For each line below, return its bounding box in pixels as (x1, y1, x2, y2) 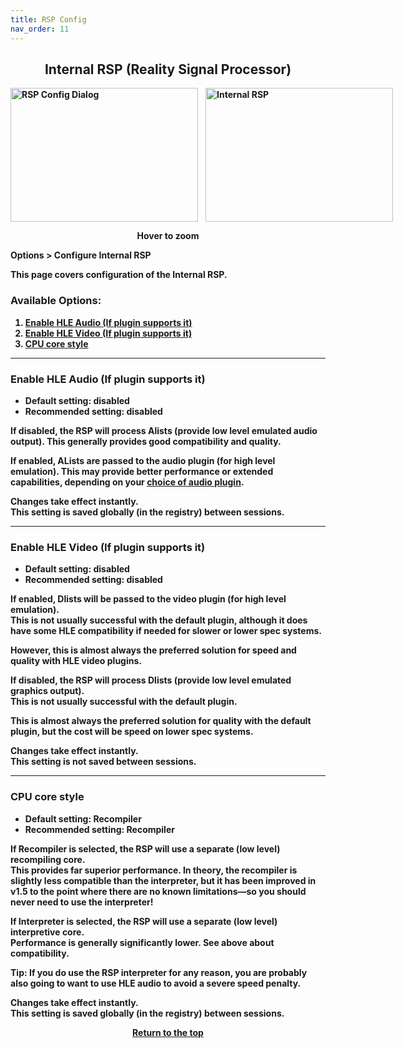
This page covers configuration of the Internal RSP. (10, 269, 228, 281)
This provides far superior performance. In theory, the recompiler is (10, 864, 298, 876)
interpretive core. (10, 926, 85, 938)
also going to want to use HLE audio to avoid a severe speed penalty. (10, 977, 302, 989)
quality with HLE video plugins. (10, 655, 142, 667)
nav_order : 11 (10, 24, 70, 34)
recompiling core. (10, 853, 86, 865)
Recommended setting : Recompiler (24, 823, 175, 835)
